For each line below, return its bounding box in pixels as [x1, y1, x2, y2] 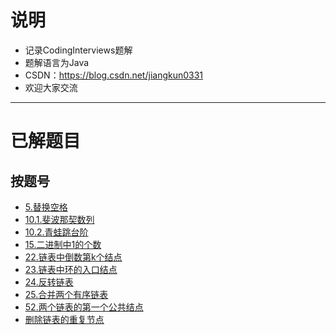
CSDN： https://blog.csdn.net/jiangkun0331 [24, 69, 204, 81]
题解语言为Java [24, 56, 90, 68]
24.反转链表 [24, 276, 74, 288]
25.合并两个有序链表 [24, 288, 109, 300]
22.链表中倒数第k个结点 [24, 251, 123, 263]
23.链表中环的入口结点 [24, 263, 118, 275]
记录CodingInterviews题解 [24, 44, 133, 56]
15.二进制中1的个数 [24, 238, 102, 250]
